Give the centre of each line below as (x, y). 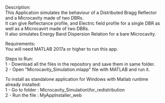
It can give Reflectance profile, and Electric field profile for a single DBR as (83, 23)
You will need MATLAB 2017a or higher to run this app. (62, 49)
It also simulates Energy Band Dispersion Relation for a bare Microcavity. (81, 34)
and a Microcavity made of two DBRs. (44, 18)
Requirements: (20, 44)
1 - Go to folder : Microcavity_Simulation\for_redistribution (65, 90)
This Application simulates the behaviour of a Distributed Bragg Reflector (81, 13)
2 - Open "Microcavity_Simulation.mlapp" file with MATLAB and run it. (78, 69)
